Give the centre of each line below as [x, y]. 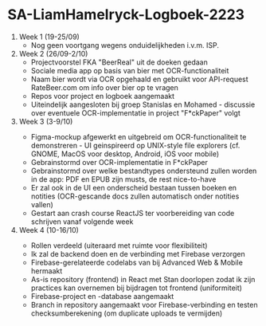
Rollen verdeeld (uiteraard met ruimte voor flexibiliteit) [119, 245]
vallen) [42, 204]
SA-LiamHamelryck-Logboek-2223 [126, 15]
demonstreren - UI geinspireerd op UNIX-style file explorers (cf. [135, 145]
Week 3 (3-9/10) [46, 121]
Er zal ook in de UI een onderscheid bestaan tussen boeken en [133, 187]
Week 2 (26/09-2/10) [53, 53]
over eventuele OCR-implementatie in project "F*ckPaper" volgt [135, 112]
